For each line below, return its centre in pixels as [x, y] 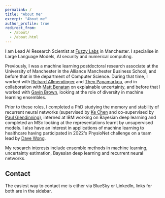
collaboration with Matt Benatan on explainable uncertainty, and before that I [83, 87]
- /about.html [24, 37]
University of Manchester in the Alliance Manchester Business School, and [81, 71]
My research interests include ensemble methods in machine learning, [76, 148]
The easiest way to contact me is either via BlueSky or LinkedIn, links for [79, 186]
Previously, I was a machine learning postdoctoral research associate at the [82, 66]
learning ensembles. [26, 97]
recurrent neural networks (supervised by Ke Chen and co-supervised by [80, 112]
